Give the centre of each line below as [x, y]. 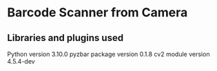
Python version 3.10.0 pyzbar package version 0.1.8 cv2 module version [108, 54]
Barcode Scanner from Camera [97, 13]
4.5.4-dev [21, 61]
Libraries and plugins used [65, 38]
